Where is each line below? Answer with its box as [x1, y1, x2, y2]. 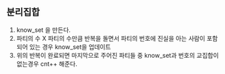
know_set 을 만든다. [16, 26, 71, 34]
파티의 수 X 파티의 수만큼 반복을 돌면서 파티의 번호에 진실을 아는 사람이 [16, 34, 206, 42]
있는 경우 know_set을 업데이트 [29, 43, 111, 51]
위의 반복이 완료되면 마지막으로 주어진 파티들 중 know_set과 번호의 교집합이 [16, 51, 219, 59]
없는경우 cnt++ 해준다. [16, 60, 78, 68]
